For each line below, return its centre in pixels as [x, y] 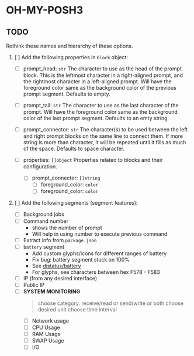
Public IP [34, 284]
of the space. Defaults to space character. [74, 149]
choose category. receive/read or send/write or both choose [111, 303]
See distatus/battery [56, 266]
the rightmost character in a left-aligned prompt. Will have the [97, 82]
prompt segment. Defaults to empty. [67, 94]
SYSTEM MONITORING [52, 291]
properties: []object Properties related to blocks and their [93, 160]
